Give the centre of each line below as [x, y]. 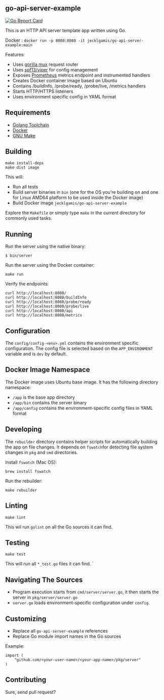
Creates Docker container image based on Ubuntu [65, 80]
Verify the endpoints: [27, 284]
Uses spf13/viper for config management [55, 69]
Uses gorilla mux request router [45, 64]
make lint [16, 517]
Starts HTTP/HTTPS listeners [43, 91]
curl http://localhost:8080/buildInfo [46, 298]
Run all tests [25, 187]
